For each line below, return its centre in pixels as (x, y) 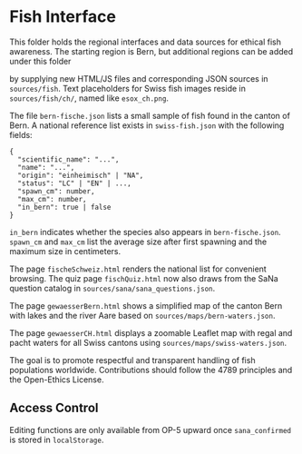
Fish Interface (63, 17)
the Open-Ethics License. (57, 380)
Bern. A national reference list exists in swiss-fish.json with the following (147, 125)
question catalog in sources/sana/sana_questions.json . (112, 288)
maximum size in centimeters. (65, 251)
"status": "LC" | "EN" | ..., (74, 183)
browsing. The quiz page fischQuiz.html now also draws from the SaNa (144, 278)
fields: (21, 134)
